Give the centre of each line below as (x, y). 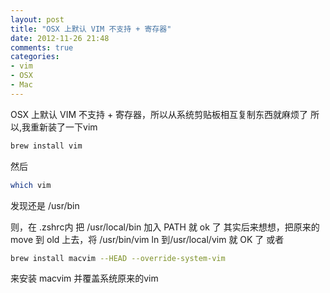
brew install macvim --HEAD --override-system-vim (118, 258)
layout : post (37, 19)
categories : (35, 57)
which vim (31, 185)
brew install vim (46, 146)
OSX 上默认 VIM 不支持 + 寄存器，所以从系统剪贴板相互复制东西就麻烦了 (159, 114)
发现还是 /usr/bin (45, 205)
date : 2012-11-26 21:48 (60, 38)
